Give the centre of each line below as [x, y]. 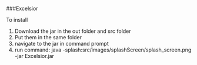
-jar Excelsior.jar [34, 56]
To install [17, 20]
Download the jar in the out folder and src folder [73, 31]
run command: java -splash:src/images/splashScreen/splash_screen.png [103, 50]
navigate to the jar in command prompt [61, 44]
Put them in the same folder [48, 37]
